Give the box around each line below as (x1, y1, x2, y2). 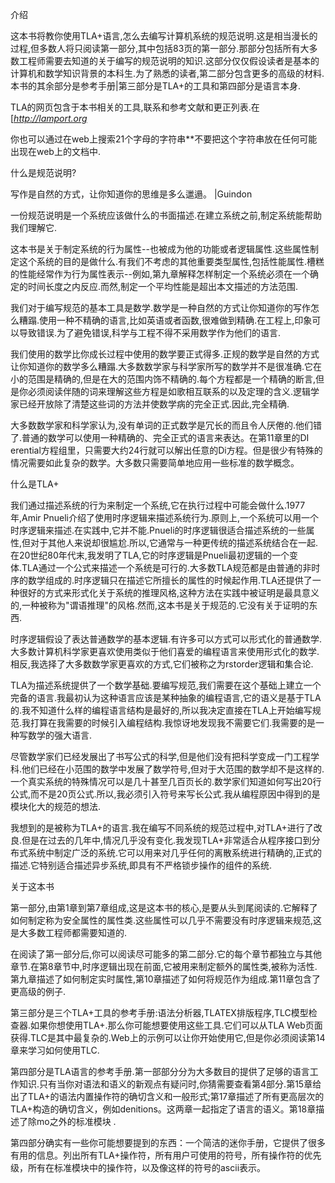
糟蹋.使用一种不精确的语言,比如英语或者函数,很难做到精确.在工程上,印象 (18, 314, 313, 326)
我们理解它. (10, 222, 58, 233)
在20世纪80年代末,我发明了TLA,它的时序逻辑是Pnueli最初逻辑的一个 (10, 549, 290, 561)
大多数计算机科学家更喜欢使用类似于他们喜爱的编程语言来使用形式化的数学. (10, 646, 320, 657)
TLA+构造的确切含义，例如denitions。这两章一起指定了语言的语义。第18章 (10, 1103, 317, 1115)
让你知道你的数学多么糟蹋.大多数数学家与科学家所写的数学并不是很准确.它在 (10, 361, 323, 372)
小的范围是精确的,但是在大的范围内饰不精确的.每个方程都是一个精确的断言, (10, 373, 317, 385)
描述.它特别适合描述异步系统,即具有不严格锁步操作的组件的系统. (10, 859, 273, 871)
